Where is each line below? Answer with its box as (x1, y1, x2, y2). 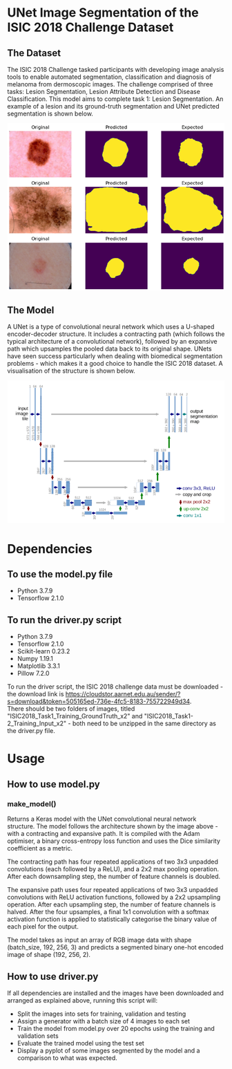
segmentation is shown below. (7, 109, 93, 118)
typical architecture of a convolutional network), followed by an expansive (7, 337, 217, 346)
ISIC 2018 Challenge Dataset (7, 19, 174, 35)
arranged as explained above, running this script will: (7, 996, 157, 1004)
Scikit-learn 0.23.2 (17, 647, 70, 656)
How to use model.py (7, 778, 100, 790)
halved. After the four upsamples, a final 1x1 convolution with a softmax (7, 908, 209, 916)
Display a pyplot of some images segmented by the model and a (17, 1046, 200, 1054)
